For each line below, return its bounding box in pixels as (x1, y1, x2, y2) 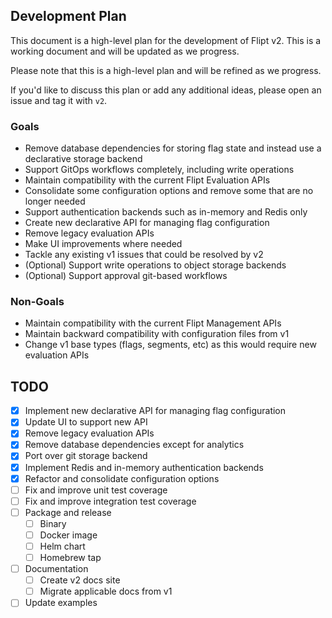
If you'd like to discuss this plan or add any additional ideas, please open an (10, 84, 322, 96)
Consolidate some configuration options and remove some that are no (24, 185, 314, 197)
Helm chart (39, 540, 86, 552)
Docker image (39, 529, 98, 541)
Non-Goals (10, 295, 65, 309)
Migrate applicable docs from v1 (39, 585, 173, 598)
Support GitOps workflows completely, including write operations (24, 164, 295, 176)
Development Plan (10, 8, 127, 25)
